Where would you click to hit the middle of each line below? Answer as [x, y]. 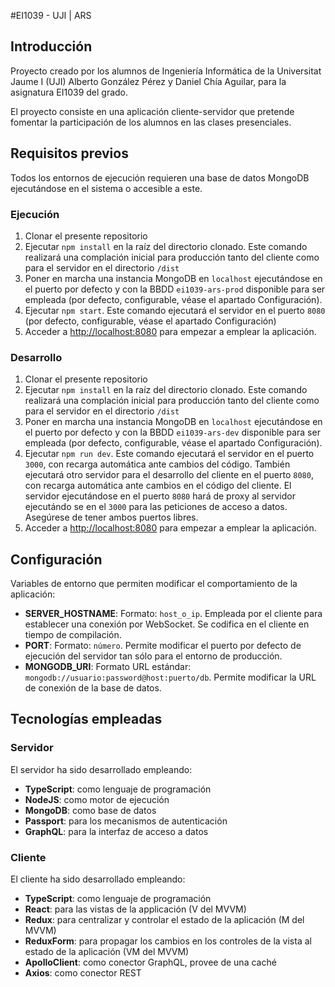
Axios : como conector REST [83, 973]
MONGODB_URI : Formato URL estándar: [108, 667]
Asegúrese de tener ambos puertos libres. [111, 517]
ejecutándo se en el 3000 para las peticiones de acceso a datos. [156, 507]
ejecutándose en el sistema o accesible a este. [106, 188]
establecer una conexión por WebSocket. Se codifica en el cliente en [167, 624]
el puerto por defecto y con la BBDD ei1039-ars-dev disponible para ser [172, 432]
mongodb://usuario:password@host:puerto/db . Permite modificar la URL [170, 677]
